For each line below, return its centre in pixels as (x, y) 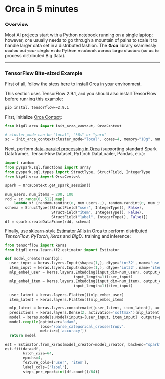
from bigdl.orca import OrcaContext (42, 177)
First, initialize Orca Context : (34, 117)
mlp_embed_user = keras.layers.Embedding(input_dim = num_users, (75, 272)
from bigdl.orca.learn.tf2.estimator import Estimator (62, 250)
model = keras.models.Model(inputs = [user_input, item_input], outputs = (84, 317)
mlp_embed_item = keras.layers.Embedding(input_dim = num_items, (75, 281)
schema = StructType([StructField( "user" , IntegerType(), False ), (74, 208)
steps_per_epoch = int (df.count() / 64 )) (61, 372)
